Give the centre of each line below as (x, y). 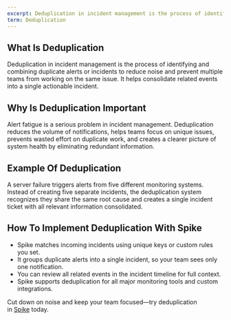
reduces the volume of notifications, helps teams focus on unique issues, (111, 132)
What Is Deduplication (56, 48)
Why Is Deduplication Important (77, 108)
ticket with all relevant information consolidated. (75, 206)
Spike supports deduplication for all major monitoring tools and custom (118, 281)
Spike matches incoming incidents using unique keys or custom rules (115, 244)
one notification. (40, 266)
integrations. (35, 288)
